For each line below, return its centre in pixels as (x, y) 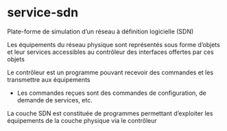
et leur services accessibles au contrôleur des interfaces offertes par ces (110, 52)
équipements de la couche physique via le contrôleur (82, 120)
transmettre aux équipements (49, 79)
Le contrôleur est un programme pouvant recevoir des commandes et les (110, 72)
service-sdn (43, 13)
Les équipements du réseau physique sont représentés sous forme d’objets (114, 44)
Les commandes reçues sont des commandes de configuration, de (112, 93)
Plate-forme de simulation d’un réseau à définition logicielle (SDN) (100, 31)
